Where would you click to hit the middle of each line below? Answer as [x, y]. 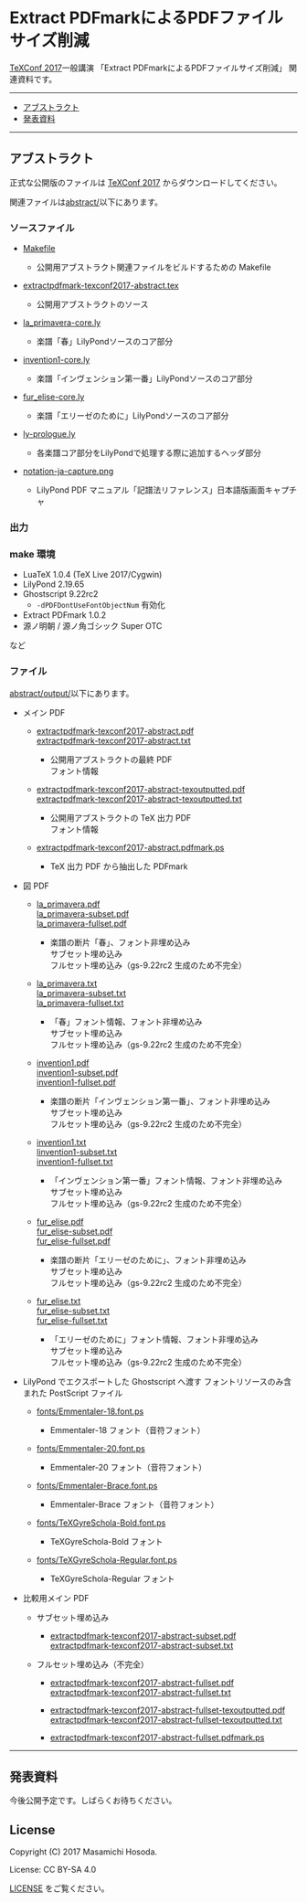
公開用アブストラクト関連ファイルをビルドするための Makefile [153, 267]
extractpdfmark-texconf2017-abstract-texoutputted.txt [139, 799]
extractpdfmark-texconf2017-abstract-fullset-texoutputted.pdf [168, 1710]
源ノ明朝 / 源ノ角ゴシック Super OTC [92, 626]
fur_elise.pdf [60, 1221]
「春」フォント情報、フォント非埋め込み [126, 1021]
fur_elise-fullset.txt [72, 1320]
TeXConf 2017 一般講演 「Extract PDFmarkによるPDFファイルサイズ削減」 [148, 68]
